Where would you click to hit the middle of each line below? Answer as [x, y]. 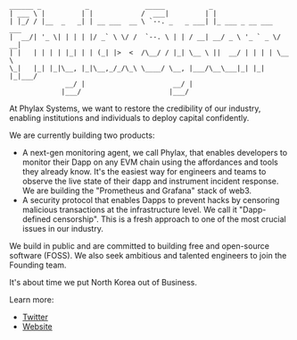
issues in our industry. [63, 229]
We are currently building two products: [82, 135]
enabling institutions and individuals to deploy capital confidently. [129, 118]
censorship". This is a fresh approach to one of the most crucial [170, 219]
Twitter [35, 317]
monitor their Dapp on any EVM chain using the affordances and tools [150, 162]
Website [37, 327]
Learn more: [32, 300]
